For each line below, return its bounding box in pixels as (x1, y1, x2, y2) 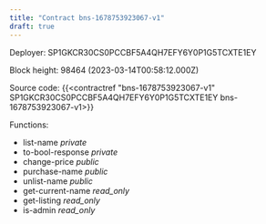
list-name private (22, 137, 87, 148)
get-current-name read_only (22, 185, 130, 196)
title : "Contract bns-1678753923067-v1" (9, 13, 166, 23)
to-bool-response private (22, 147, 118, 158)
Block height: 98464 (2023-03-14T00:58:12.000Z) (9, 65, 199, 76)
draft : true (9, 22, 55, 31)
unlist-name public (22, 175, 94, 187)
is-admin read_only (22, 204, 96, 215)
